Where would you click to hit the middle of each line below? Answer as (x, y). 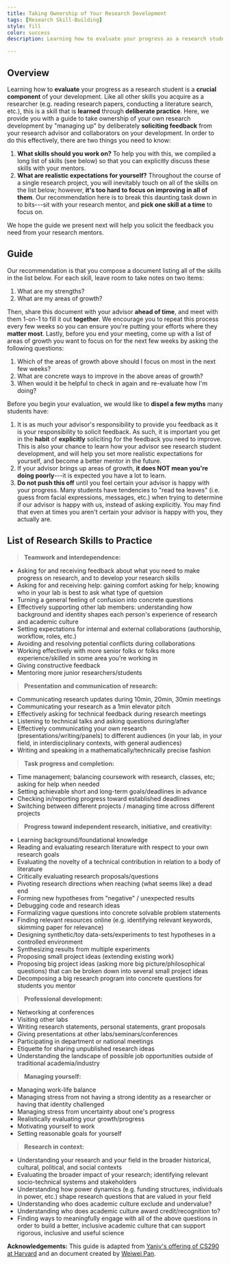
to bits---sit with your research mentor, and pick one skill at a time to (115, 204)
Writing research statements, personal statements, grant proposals (111, 1027)
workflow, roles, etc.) (47, 636)
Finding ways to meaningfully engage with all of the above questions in (117, 1218)
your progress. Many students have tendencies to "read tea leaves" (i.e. (118, 490)
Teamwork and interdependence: (72, 557)
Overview (28, 73)
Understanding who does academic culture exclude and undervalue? (114, 1204)
